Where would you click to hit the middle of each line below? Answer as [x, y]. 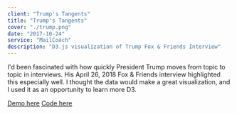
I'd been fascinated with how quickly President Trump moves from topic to [116, 67]
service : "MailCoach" [39, 40]
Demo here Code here [40, 103]
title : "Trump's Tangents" [47, 21]
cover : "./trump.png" [39, 27]
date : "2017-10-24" [36, 34]
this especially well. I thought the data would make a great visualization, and [119, 82]
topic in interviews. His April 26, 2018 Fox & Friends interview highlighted [114, 74]
